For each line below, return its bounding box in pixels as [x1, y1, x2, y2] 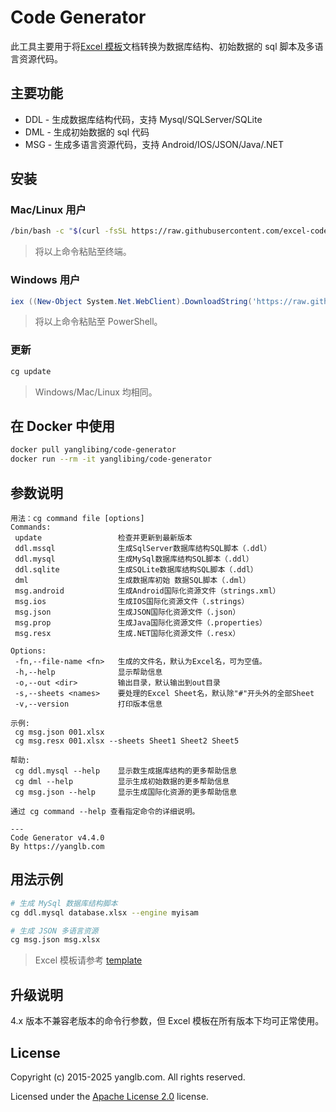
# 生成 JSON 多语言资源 [10, 926, 99, 936]
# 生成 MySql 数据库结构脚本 [10, 898, 118, 908]
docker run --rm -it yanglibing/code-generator [10, 454, 213, 465]
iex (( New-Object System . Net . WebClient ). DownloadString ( [10, 296, 253, 306]
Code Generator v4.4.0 [10, 833, 105, 843]
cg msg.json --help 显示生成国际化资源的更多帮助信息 [14, 787, 238, 798]
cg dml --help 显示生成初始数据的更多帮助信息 [14, 777, 230, 787]
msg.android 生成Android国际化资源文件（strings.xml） [14, 586, 281, 596]
